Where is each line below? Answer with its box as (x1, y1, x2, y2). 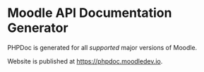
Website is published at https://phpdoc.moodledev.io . (7, 56, 163, 65)
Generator (7, 20, 68, 36)
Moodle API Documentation (7, 5, 172, 21)
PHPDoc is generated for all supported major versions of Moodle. (7, 43, 198, 52)
